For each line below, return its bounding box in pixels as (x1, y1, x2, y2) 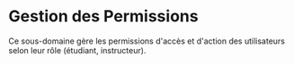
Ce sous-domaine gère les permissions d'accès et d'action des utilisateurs (8, 36, 285, 46)
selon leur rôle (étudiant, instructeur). (8, 44, 147, 55)
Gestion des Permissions (8, 6, 199, 27)
